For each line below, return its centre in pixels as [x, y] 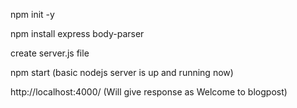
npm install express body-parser [77, 33]
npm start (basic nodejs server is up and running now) [122, 72]
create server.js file [50, 53]
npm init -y [32, 14]
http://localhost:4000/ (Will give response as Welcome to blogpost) [149, 92]
